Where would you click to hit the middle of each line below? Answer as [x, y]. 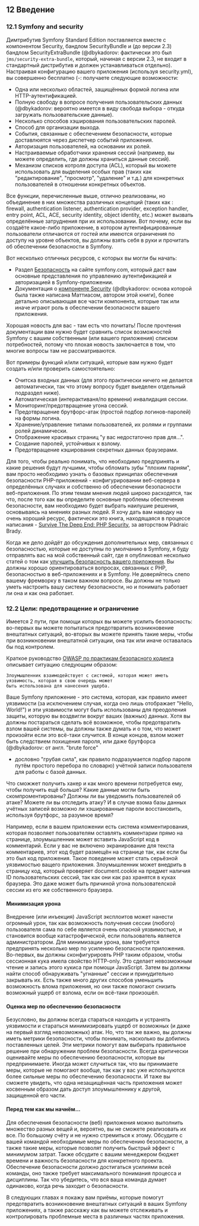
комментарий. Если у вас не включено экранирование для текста [90, 845]
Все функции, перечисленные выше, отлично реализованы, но [86, 195]
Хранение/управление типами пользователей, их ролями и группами [103, 424]
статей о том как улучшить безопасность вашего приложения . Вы [90, 561]
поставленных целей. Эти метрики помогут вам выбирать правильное [96, 1045]
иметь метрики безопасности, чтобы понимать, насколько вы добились [98, 1038]
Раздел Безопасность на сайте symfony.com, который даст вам [96, 269]
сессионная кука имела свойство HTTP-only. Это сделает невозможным [99, 961]
